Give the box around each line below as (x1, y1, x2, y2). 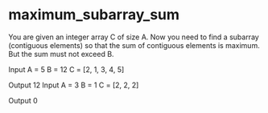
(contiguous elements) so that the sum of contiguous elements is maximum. (8, 40, 260, 50)
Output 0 (8, 95, 38, 105)
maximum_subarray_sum (8, 6, 179, 24)
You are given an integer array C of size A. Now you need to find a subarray (8, 32, 259, 42)
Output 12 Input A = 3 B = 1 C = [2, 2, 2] (8, 80, 139, 90)
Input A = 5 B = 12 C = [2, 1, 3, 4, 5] (8, 64, 125, 74)
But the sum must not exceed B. (8, 49, 114, 59)
